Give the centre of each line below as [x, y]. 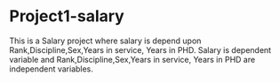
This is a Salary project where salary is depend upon [105, 41]
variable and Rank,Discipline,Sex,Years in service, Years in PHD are [132, 59]
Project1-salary [67, 16]
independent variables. [51, 69]
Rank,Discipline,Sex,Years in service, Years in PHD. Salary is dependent [140, 49]
